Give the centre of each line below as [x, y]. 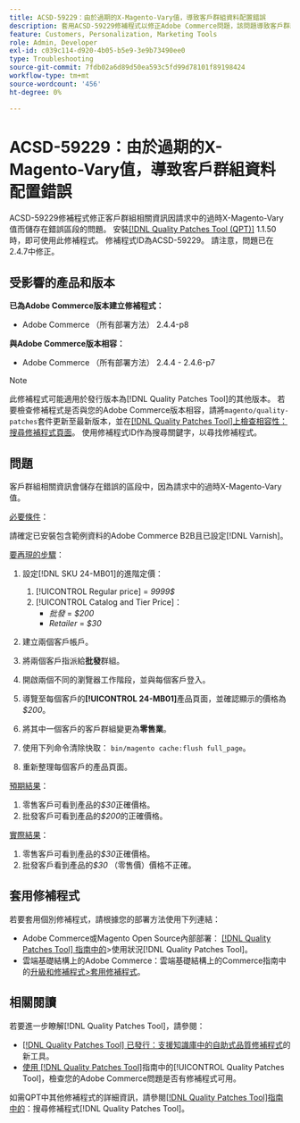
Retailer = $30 [75, 624]
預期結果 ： [29, 786]
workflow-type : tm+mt [50, 76]
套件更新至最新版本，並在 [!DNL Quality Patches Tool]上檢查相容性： [162, 422]
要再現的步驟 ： [37, 555]
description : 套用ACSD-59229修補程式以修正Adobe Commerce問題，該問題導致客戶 [146, 26]
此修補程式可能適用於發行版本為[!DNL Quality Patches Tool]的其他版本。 [142, 399]
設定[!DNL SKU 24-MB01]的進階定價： [92, 574]
